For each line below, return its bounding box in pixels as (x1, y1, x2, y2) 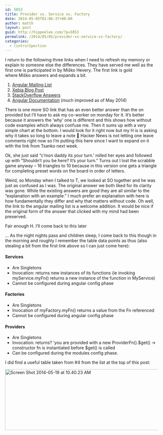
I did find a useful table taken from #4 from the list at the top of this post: (5, 359, 150, 365)
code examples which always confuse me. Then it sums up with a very (5, 122, 147, 128)
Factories (5, 291, 25, 297)
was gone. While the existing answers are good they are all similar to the (5, 188, 150, 193)
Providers (5, 323, 25, 329)
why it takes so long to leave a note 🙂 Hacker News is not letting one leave (5, 132, 154, 138)
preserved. (5, 213, 27, 219)
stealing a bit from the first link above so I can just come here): (5, 243, 130, 248)
